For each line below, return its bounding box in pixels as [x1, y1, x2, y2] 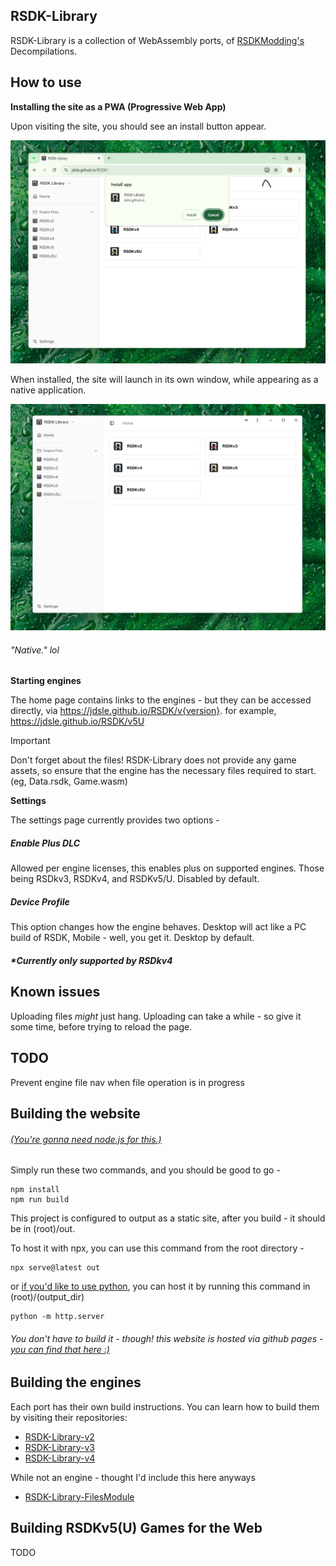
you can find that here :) [10, 1343, 110, 1355]
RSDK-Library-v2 [24, 1430, 95, 1443]
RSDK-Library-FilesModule [24, 1490, 135, 1503]
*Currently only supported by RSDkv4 [10, 954, 173, 966]
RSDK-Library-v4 [24, 1452, 96, 1464]
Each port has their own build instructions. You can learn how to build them [10, 1400, 320, 1413]
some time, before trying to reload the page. [10, 1020, 193, 1033]
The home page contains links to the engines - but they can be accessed [10, 694, 312, 706]
